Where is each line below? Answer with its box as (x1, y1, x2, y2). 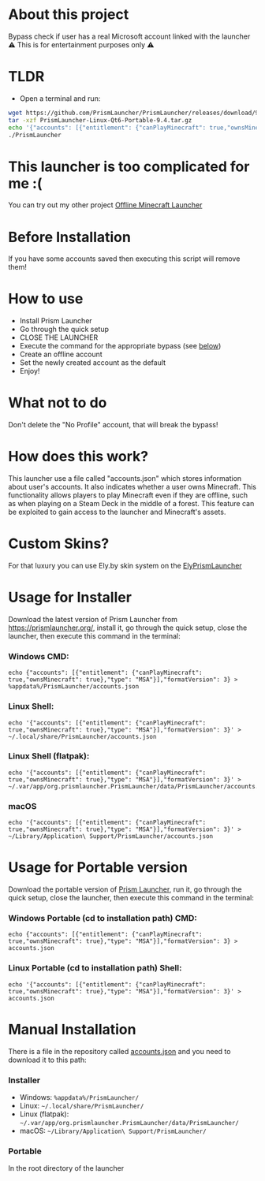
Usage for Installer (8, 589, 132, 606)
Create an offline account (19, 349, 103, 360)
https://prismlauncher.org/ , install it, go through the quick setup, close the (8, 623, 248, 632)
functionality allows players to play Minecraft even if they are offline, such (8, 490, 248, 500)
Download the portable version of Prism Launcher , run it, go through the (8, 885, 242, 894)
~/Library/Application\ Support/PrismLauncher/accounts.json (8, 833, 214, 840)
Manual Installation (8, 1020, 136, 1038)
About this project (8, 6, 129, 24)
